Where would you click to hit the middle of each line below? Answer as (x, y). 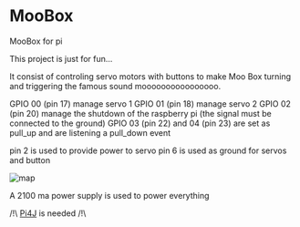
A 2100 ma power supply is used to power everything (109, 195)
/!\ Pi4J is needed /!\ (48, 213)
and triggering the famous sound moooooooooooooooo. (115, 86)
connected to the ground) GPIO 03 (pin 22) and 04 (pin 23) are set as (140, 123)
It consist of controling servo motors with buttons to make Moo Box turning (150, 76)
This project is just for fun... (61, 58)
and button (30, 160)
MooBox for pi (36, 41)
